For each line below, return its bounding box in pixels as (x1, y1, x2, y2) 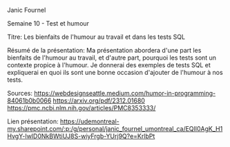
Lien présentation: (7, 117, 59, 126)
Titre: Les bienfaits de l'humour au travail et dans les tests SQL (7, 33, 185, 41)
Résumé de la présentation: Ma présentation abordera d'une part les (7, 46, 202, 54)
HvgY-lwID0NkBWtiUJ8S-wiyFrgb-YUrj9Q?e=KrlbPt (7, 132, 155, 140)
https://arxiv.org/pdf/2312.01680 (52, 96, 145, 105)
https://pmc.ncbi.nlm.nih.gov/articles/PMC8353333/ (7, 104, 156, 112)
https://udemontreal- (59, 117, 119, 126)
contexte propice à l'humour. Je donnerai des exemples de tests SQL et (7, 61, 211, 69)
